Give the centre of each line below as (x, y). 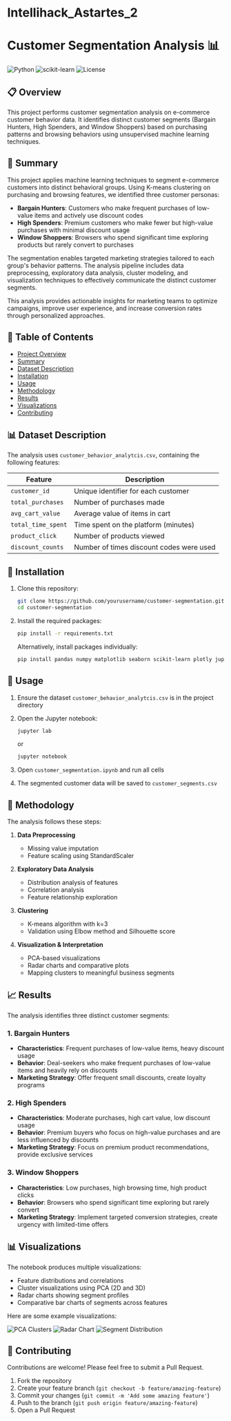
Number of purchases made (119, 502)
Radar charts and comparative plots (78, 966)
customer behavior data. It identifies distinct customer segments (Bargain (111, 120)
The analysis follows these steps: (54, 822)
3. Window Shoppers (43, 1172)
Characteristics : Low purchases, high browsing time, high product (112, 1188)
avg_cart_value (36, 514)
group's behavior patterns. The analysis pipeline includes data (96, 265)
